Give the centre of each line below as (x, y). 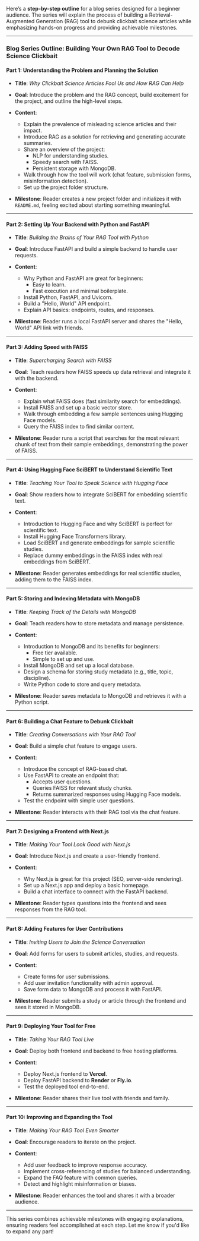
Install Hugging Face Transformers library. (75, 536)
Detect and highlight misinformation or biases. (80, 1184)
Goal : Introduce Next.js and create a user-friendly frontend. (87, 856)
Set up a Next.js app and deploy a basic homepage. (86, 886)
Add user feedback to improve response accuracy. (85, 1165)
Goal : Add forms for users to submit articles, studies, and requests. (97, 953)
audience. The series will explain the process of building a (77, 15)
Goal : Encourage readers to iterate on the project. (75, 1142)
